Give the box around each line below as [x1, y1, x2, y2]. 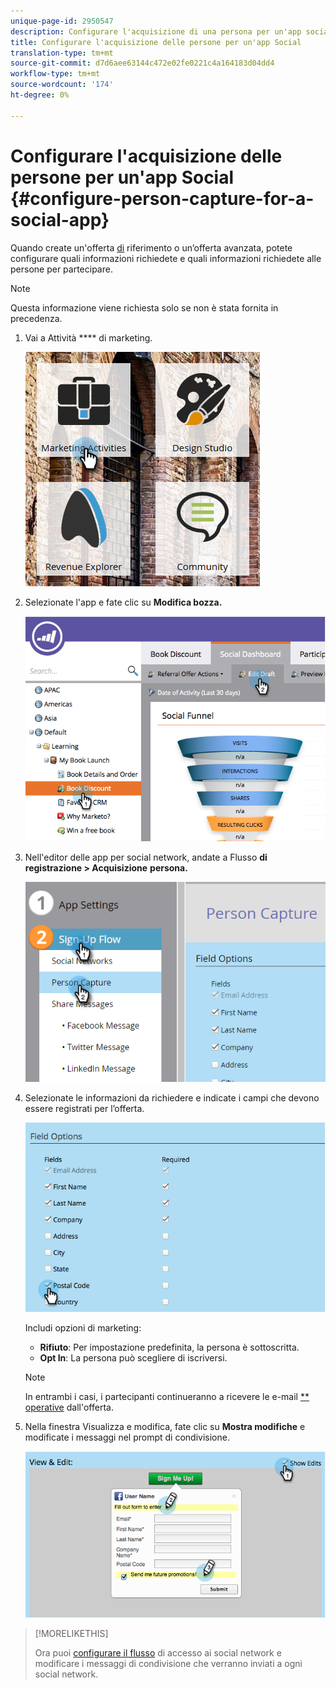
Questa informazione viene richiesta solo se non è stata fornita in [10, 301, 279, 314]
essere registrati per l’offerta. [24, 1103, 145, 1115]
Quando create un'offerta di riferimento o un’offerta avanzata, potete [10, 241, 293, 254]
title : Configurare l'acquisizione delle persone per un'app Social [10, 37, 302, 47]
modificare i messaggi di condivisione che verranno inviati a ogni [34, 1657, 303, 1669]
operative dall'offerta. [24, 1401, 114, 1414]
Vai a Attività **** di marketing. [24, 331, 153, 344]
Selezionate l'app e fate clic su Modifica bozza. [24, 596, 223, 608]
